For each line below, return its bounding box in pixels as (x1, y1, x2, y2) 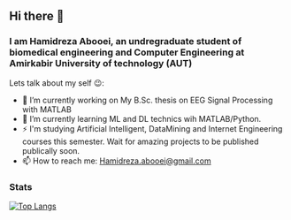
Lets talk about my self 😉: (9, 77, 104, 88)
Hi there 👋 (9, 9, 65, 24)
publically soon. (21, 145, 80, 156)
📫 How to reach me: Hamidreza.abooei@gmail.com (21, 156, 211, 166)
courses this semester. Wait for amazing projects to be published (21, 136, 259, 147)
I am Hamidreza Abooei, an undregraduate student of (9, 35, 242, 48)
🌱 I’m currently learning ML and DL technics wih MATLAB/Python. (21, 113, 262, 124)
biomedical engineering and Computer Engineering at (9, 46, 245, 58)
